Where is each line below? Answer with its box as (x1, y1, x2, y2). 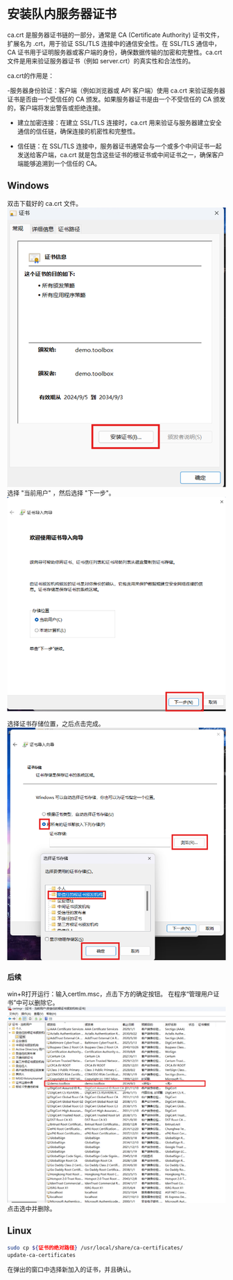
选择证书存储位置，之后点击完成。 (7, 719, 105, 727)
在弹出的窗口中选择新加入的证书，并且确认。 (7, 1265, 135, 1273)
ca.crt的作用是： (7, 71, 55, 80)
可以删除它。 (21, 998, 59, 1007)
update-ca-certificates (7, 1251, 76, 1258)
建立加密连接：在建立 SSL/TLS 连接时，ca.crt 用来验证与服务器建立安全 (17, 118, 222, 127)
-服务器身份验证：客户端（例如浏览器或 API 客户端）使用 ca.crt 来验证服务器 (7, 86, 225, 95)
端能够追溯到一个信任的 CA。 (17, 159, 101, 168)
